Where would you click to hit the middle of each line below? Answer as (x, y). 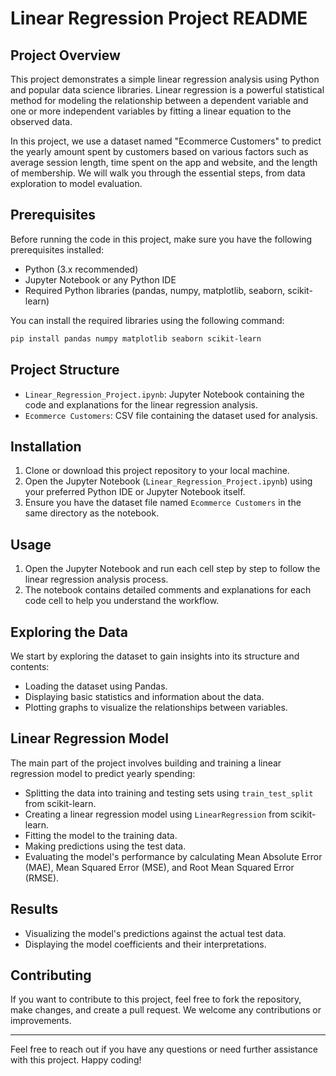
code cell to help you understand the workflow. (122, 601)
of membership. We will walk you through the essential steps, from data (158, 173)
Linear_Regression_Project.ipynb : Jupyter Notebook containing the (164, 394)
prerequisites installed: (57, 249)
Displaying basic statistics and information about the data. (144, 696)
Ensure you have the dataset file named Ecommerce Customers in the (163, 503)
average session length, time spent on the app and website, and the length (164, 162)
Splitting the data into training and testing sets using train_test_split (169, 793)
